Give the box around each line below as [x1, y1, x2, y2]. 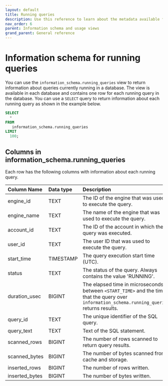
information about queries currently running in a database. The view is [5, 85, 150, 91]
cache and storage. [82, 356, 128, 363]
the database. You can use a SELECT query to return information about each [5, 95, 160, 101]
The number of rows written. [82, 364, 149, 371]
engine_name [7, 212, 39, 219]
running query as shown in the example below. [5, 101, 101, 107]
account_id [7, 227, 34, 233]
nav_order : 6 [5, 21, 32, 27]
